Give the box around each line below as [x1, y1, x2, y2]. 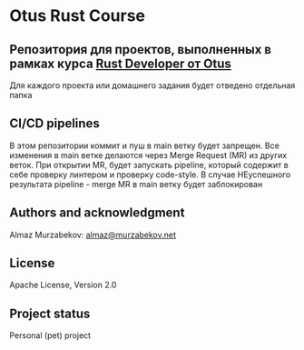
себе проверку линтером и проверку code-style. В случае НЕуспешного [9, 169, 291, 180]
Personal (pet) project [9, 330, 92, 341]
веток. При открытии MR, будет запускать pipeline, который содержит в [9, 159, 289, 170]
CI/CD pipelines [9, 115, 100, 132]
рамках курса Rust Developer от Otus [9, 55, 231, 71]
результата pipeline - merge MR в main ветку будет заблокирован [9, 178, 263, 189]
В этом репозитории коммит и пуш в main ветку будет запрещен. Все [9, 140, 279, 151]
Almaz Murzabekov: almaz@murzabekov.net [9, 229, 177, 240]
